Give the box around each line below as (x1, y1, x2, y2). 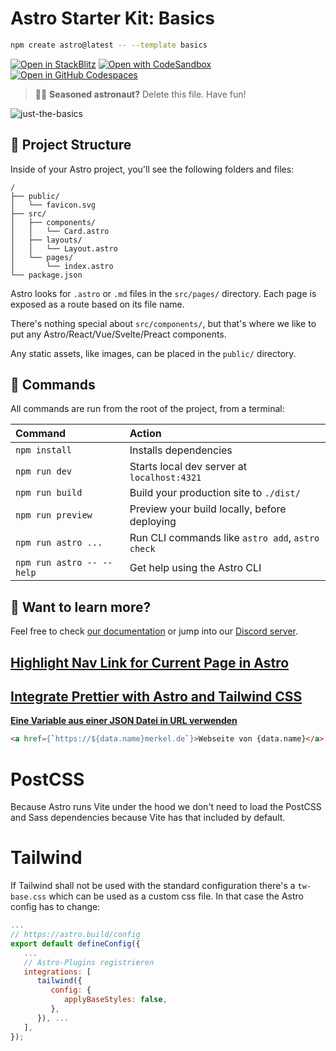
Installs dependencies (129, 443, 233, 457)
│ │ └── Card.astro (10, 226, 110, 236)
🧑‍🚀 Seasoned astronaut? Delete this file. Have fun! (34, 88, 247, 100)
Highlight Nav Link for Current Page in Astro (10, 654, 290, 671)
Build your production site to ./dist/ (129, 486, 301, 500)
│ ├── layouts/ (10, 235, 83, 245)
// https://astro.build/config (10, 930, 141, 940)
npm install (15, 445, 73, 456)
